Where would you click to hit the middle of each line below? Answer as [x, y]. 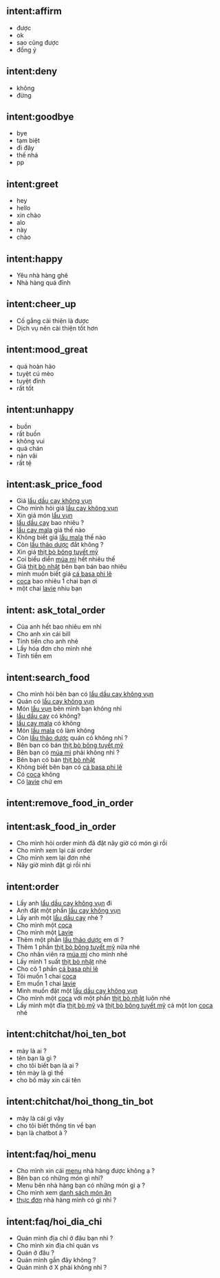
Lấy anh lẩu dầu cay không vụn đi [64, 903]
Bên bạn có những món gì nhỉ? [60, 1178]
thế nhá [27, 155]
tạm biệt [28, 141]
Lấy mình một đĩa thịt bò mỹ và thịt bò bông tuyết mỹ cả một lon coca [114, 1005]
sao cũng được [37, 42]
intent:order [33, 887]
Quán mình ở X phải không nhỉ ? [62, 1268]
